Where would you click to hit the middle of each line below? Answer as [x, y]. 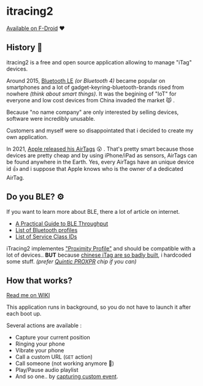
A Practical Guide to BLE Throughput [62, 223]
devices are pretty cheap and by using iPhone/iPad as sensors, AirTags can [102, 155]
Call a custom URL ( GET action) [54, 357]
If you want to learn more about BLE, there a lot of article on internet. [93, 211]
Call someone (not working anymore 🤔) [65, 363]
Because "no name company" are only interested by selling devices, [93, 112]
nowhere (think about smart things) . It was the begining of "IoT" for [91, 94]
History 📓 [25, 47]
